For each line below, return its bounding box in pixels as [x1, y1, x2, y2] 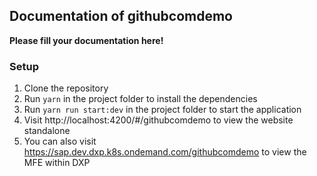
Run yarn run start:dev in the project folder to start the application [23, 104, 302, 116]
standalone [23, 125, 71, 137]
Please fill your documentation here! [9, 34, 164, 46]
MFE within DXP [23, 157, 91, 169]
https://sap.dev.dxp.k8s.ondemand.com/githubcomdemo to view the [23, 146, 307, 158]
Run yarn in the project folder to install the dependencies [23, 93, 258, 105]
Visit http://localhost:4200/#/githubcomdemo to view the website [23, 114, 294, 126]
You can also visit [23, 135, 97, 148]
